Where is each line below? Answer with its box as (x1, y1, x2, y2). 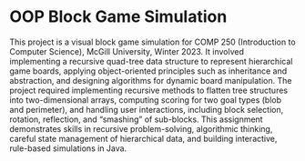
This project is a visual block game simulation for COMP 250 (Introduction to (9, 36, 296, 47)
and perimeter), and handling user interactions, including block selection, (9, 104, 284, 115)
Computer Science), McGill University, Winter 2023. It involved (9, 45, 244, 56)
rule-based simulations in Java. (9, 143, 127, 154)
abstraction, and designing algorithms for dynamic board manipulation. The (9, 75, 292, 86)
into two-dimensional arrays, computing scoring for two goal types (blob (9, 94, 282, 106)
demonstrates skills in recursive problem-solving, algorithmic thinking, (9, 123, 273, 134)
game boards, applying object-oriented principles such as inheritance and (9, 65, 288, 76)
